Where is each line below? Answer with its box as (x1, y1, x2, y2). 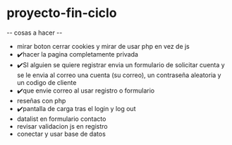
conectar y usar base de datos (16, 129, 106, 138)
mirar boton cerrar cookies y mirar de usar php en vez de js (16, 42, 190, 50)
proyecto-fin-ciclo (6, 5, 117, 21)
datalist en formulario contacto (16, 115, 106, 123)
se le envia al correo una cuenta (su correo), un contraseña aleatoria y (16, 71, 221, 79)
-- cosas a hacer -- (6, 28, 63, 37)
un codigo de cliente (16, 78, 77, 86)
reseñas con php (16, 96, 66, 105)
